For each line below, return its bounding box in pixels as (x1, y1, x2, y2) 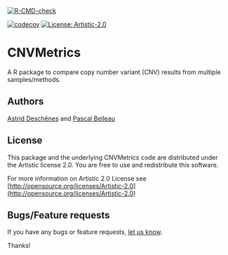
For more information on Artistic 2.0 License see (7, 174, 147, 182)
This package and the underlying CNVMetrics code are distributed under (7, 153, 218, 161)
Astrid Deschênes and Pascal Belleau (7, 114, 116, 123)
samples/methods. (7, 75, 61, 83)
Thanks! (7, 242, 31, 250)
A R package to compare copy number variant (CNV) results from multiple (7, 67, 221, 76)
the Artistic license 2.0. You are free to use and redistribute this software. (7, 160, 219, 169)
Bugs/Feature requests (7, 209, 110, 221)
